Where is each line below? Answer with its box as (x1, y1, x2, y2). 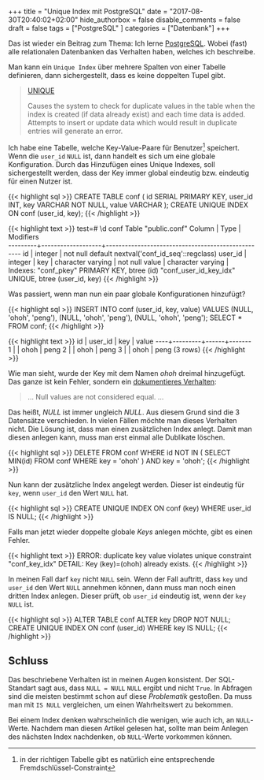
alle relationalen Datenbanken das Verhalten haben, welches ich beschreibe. (8, 47, 255, 56)
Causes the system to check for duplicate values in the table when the (27, 102, 255, 110)
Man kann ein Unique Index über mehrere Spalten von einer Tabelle (8, 62, 226, 72)
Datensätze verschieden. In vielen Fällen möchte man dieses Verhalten (8, 415, 237, 425)
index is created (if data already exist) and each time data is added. (27, 110, 246, 119)
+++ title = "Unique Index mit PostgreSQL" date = (8, 7, 168, 16)
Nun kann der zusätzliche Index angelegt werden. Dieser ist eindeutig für (8, 480, 245, 489)
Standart (8, 683, 37, 693)
